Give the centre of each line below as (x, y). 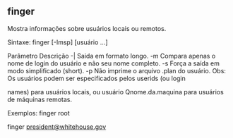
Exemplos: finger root (39, 113)
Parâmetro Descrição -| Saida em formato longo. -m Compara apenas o (112, 56)
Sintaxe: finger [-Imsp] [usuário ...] (58, 42)
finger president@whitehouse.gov (57, 127)
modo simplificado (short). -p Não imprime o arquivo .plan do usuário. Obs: (116, 70)
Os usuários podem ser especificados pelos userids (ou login (96, 78)
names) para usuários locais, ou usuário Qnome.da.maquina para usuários (115, 92)
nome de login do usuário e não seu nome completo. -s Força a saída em (114, 63)
